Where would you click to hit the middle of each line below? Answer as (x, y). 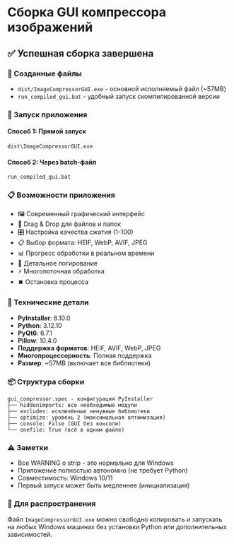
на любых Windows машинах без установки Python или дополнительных (117, 526)
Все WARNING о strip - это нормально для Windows (96, 463)
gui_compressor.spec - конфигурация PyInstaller (80, 399)
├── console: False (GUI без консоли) (64, 424)
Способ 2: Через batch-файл (52, 162)
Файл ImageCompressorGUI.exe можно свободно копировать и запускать (115, 519)
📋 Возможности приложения (61, 195)
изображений (50, 27)
